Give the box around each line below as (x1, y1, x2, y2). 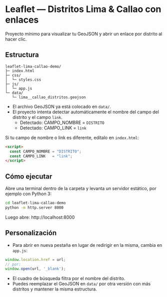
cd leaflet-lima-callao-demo (5, 201, 66, 206)
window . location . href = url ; (5, 257, 66, 262)
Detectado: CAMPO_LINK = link (19, 124, 86, 131)
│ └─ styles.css (5, 77, 41, 82)
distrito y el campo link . (12, 114, 62, 120)
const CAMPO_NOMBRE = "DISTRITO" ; (9, 149, 81, 154)
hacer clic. (5, 36, 27, 42)
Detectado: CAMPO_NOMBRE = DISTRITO (19, 119, 105, 125)
